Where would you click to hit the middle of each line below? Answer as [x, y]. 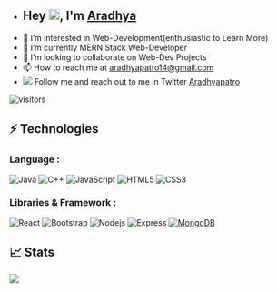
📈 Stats [32, 253]
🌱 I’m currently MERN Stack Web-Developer [105, 47]
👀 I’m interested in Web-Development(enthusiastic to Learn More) [145, 37]
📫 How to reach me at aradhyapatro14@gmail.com [118, 67]
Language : [35, 159]
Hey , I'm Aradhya [79, 16]
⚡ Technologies [54, 129]
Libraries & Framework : [63, 203]
